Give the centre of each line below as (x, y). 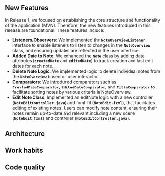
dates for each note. (33, 66)
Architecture (25, 134)
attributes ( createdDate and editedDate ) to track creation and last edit (82, 60)
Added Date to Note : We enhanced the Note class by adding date (78, 56)
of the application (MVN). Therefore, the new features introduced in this (78, 25)
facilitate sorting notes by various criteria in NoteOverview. (72, 92)
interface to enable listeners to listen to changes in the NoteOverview (81, 45)
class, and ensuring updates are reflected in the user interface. (76, 50)
